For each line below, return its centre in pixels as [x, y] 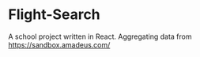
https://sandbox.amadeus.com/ [59, 44]
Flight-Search [54, 15]
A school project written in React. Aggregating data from [100, 36]
